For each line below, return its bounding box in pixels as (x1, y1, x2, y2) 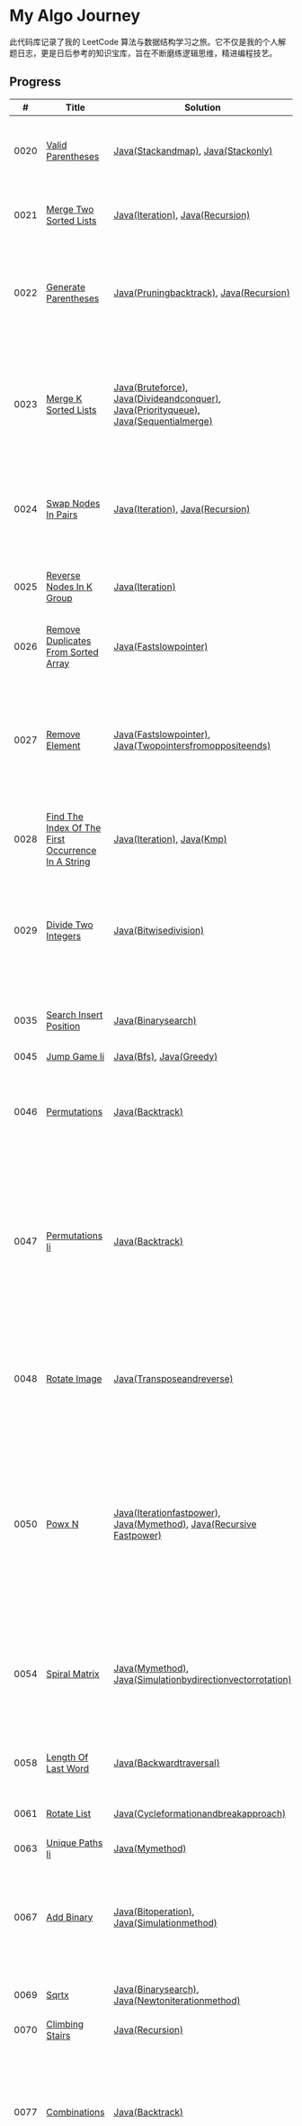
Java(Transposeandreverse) (113, 1372, 234, 1384)
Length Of (46, 1750, 89, 1763)
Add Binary (46, 1911, 93, 1923)
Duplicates (46, 634, 92, 647)
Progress (9, 74, 61, 90)
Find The (46, 810, 84, 823)
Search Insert (46, 1008, 103, 1021)
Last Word (46, 1762, 90, 1775)
